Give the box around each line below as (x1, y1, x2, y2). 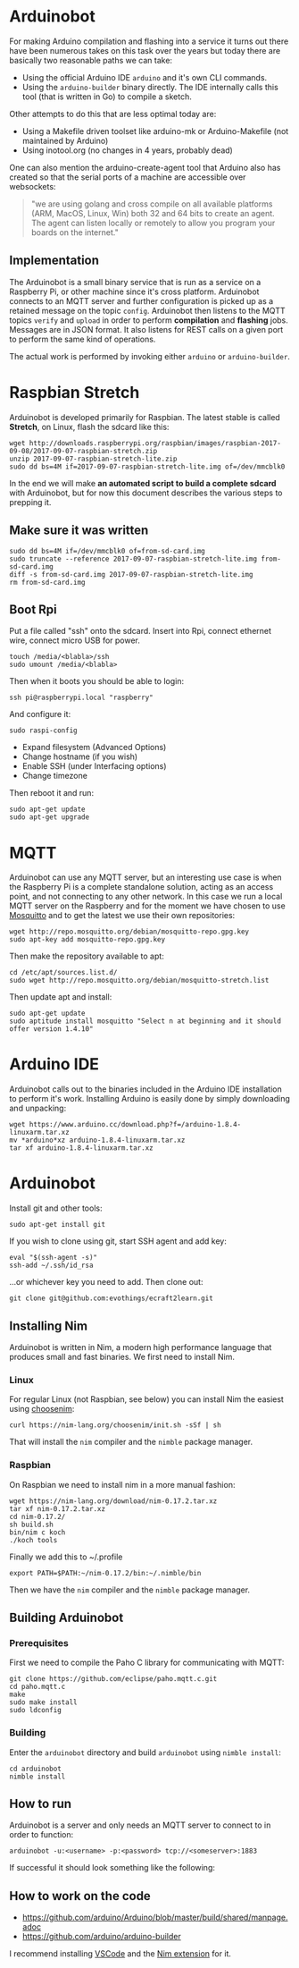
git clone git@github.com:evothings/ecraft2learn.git (9, 1294, 214, 1303)
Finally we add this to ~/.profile (9, 1551, 123, 1562)
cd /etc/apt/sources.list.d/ (9, 968, 118, 977)
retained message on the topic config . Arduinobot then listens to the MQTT (9, 305, 286, 316)
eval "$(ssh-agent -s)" (9, 1254, 98, 1263)
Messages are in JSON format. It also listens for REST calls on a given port (9, 324, 284, 334)
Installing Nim (9, 1318, 87, 1333)
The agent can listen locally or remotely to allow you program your (30, 217, 276, 228)
